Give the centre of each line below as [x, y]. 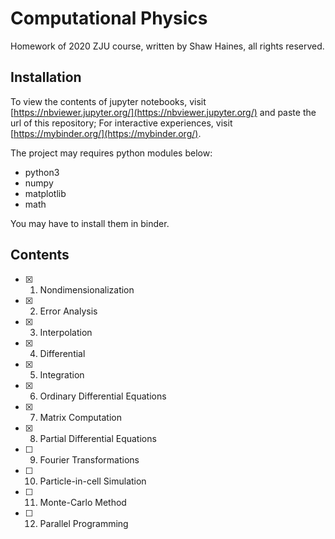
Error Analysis [68, 311]
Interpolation [66, 332]
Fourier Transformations [89, 459]
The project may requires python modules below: [111, 153]
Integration [62, 374]
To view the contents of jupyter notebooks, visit [108, 101]
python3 [42, 172]
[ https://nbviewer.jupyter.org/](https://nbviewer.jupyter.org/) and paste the [163, 112]
